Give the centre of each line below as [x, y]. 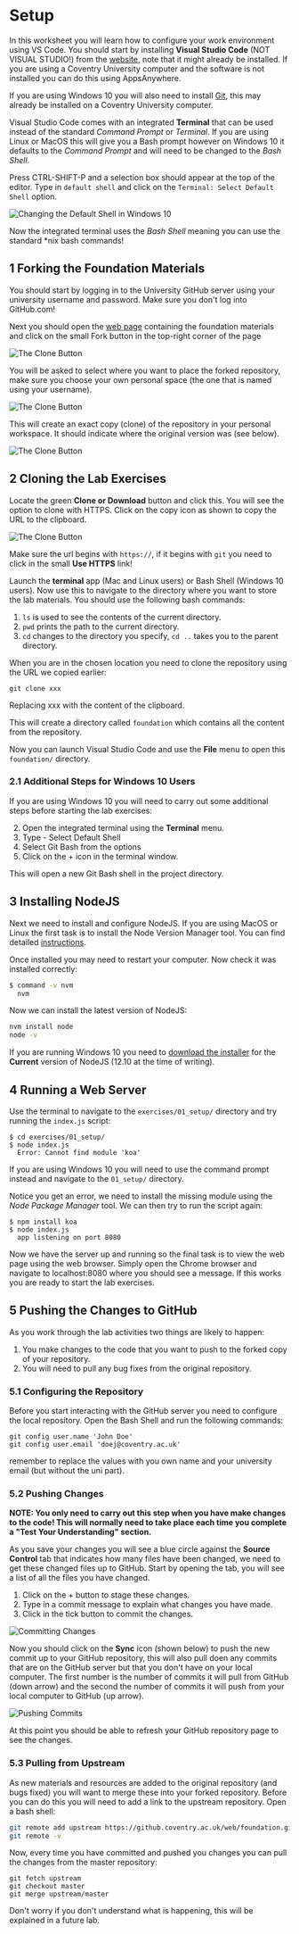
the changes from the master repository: [83, 1863]
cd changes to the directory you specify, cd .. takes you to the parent [150, 635]
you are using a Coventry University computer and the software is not [137, 69]
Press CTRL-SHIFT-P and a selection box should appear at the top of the [142, 177]
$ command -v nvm [41, 985]
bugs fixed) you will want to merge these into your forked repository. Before [148, 1792]
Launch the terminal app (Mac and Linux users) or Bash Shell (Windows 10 [146, 580]
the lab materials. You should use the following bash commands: [127, 600]
